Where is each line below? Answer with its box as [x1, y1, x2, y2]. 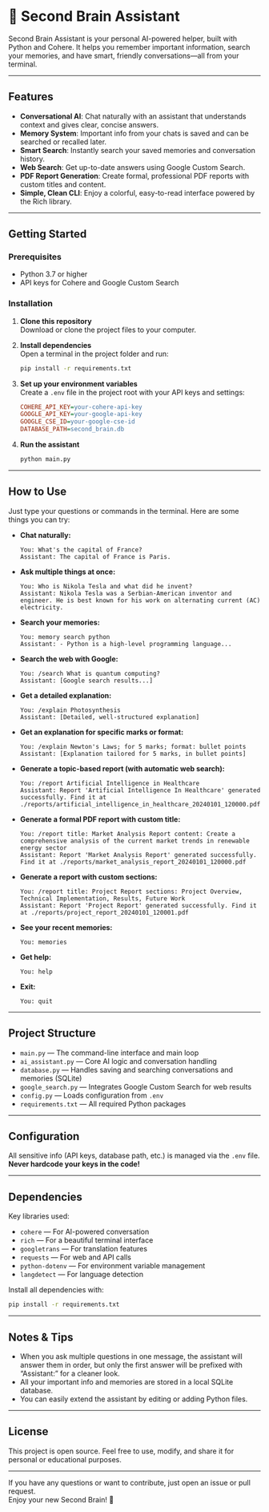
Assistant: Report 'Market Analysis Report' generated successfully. [19, 851, 258, 859]
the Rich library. [19, 196, 72, 206]
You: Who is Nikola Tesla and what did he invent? [19, 582, 193, 590]
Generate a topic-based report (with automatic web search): [19, 763, 226, 773]
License [8, 1425, 49, 1438]
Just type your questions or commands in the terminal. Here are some [8, 506, 239, 515]
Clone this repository [19, 316, 92, 325]
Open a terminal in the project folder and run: [19, 349, 170, 358]
